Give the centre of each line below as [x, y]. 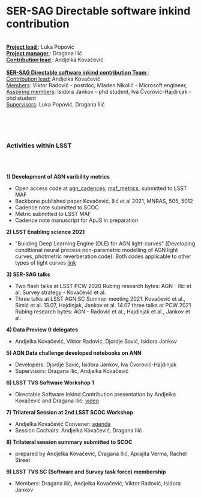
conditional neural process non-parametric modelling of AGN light [96, 250]
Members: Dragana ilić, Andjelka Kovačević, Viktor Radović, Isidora [98, 484]
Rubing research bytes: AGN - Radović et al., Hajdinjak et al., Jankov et [103, 312]
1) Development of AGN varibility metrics [58, 177]
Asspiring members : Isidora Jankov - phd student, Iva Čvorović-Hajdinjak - [99, 91]
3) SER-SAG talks [28, 274]
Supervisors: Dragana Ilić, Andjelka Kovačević [72, 371]
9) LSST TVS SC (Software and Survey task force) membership [86, 472]
